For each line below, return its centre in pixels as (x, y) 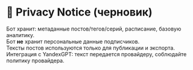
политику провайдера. (35, 60)
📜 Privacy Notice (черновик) (79, 12)
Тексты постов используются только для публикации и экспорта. (91, 48)
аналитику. (21, 35)
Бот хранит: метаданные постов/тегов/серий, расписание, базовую (94, 29)
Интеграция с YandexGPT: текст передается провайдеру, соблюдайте (96, 54)
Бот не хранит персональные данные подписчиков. (73, 41)
